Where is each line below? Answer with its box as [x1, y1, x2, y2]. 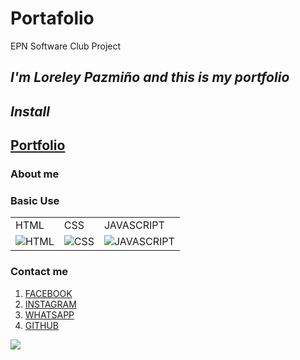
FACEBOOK [24, 287, 73, 299]
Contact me [10, 265, 69, 279]
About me [10, 167, 60, 181]
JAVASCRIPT [103, 218, 165, 232]
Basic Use [10, 193, 60, 207]
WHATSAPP [24, 308, 75, 321]
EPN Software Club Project [10, 40, 122, 52]
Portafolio [10, 7, 95, 30]
